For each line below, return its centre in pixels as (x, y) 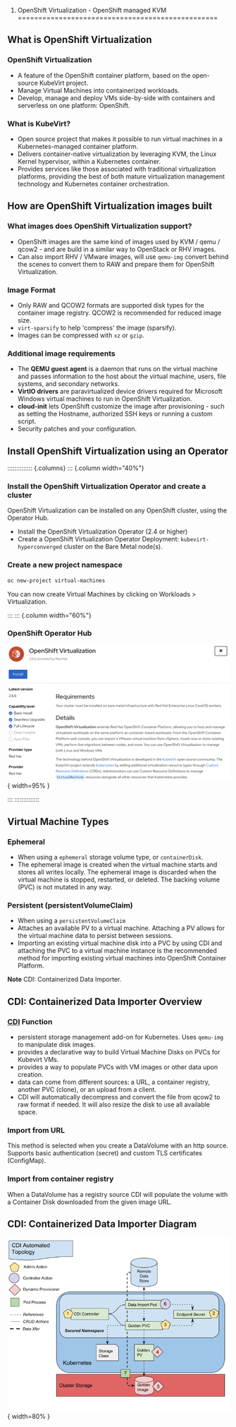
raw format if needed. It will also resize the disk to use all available (113, 1104)
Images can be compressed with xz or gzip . (81, 335)
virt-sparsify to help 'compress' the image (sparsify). (97, 327)
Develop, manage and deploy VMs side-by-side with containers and (116, 97)
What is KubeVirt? (39, 124)
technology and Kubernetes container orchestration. (93, 183)
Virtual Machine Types (58, 821)
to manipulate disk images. (56, 1044)
